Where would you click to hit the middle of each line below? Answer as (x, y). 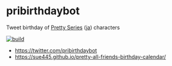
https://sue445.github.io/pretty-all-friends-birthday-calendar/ (90, 56)
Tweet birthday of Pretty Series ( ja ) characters (63, 27)
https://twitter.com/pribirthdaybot (56, 50)
